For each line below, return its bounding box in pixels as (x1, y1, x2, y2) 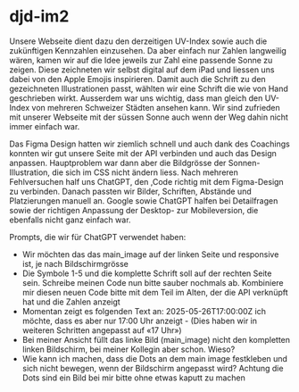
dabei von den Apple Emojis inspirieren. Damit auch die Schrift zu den (9, 73, 266, 84)
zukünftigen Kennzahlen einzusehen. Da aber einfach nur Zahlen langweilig (9, 45, 287, 55)
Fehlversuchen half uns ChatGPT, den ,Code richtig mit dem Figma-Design (9, 176, 284, 187)
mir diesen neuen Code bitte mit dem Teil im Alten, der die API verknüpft (21, 287, 288, 297)
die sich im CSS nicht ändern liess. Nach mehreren (52, 167, 239, 178)
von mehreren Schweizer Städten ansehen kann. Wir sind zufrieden (31, 102, 281, 113)
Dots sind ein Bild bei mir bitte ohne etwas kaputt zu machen (21, 372, 245, 383)
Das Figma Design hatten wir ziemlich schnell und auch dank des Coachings (9, 138, 290, 149)
